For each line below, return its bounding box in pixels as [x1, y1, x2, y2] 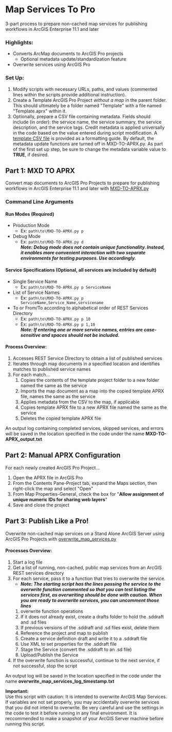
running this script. [5, 721, 45, 727]
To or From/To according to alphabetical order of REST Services [12, 305, 149, 311]
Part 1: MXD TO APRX [5, 166, 75, 175]
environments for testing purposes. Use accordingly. [20, 255, 136, 261]
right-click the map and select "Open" [12, 485, 93, 492]
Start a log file [12, 559, 43, 565]
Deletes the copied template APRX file [20, 415, 101, 421]
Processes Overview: [5, 548, 52, 554]
